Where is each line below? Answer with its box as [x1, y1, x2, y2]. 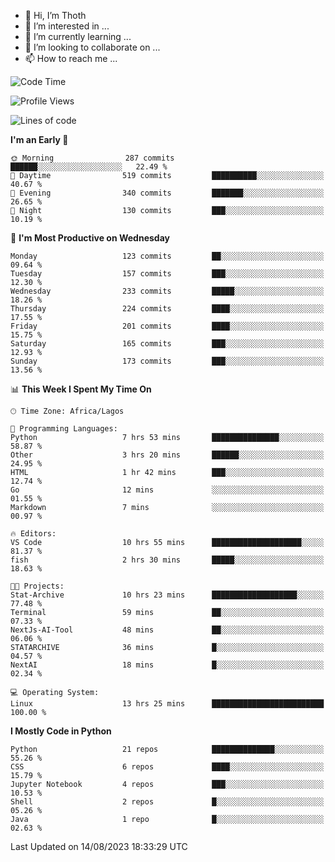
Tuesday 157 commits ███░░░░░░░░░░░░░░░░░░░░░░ [10, 269, 325, 279]
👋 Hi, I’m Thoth [24, 10, 87, 21]
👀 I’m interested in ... [24, 20, 110, 32]
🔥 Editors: [10, 529, 57, 539]
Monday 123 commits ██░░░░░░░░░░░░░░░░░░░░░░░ [10, 251, 325, 261]
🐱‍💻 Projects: [10, 581, 65, 591]
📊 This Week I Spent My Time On [10, 383, 152, 395]
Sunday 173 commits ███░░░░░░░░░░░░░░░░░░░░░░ [10, 356, 325, 366]
